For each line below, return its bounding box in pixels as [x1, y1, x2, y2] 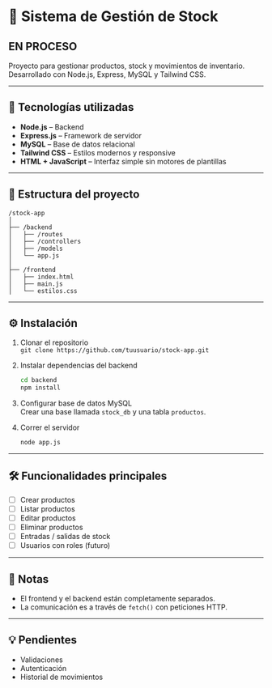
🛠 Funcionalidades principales [8, 469, 168, 483]
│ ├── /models [8, 244, 63, 253]
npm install [19, 384, 61, 392]
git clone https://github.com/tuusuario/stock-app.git [19, 346, 210, 355]
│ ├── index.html [8, 273, 74, 281]
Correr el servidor [19, 423, 80, 432]
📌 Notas [8, 572, 49, 586]
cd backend [19, 376, 57, 384]
